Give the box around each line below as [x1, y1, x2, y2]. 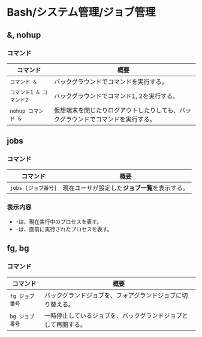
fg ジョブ [10, 293, 35, 299]
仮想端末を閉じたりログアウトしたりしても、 [53, 106, 179, 114]
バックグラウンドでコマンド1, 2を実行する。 [53, 91, 179, 100]
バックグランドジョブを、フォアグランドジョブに [44, 291, 182, 299]
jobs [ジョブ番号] [10, 184, 58, 191]
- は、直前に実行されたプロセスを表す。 [15, 225, 113, 232]
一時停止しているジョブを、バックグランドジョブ [44, 311, 182, 320]
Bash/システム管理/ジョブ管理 [7, 5, 156, 19]
